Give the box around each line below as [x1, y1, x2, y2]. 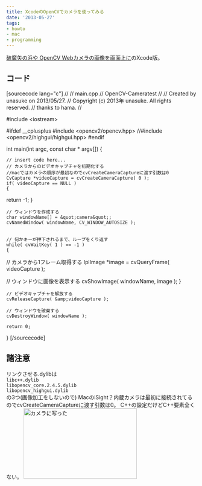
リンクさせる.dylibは [6, 370, 57, 377]
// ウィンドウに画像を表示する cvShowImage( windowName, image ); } [6, 277, 181, 285]
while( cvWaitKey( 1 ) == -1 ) [6, 242, 85, 248]
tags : [6, 20, 20, 26]
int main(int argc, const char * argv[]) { [6, 145, 103, 153]
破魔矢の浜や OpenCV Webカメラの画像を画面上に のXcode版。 [6, 54, 163, 61]
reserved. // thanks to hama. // [6, 104, 82, 111]
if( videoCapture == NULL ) [6, 180, 77, 186]
